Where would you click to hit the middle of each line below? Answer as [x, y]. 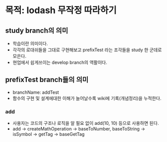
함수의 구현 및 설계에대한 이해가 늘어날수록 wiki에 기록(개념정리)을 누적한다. [87, 98]
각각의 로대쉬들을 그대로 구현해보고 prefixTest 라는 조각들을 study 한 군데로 [87, 50]
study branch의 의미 [37, 30]
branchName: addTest [36, 92]
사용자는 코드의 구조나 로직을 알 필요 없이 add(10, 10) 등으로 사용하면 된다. [86, 123]
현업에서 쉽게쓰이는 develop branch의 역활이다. [60, 62]
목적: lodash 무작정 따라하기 [61, 10]
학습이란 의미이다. [30, 44]
